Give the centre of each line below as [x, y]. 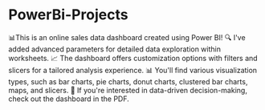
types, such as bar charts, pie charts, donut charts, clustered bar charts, [128, 81]
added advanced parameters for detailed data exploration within [114, 49]
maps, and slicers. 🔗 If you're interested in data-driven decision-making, [128, 90]
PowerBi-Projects [68, 15]
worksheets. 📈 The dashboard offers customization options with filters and [133, 58]
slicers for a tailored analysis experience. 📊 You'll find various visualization [133, 70]
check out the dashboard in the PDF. [69, 99]
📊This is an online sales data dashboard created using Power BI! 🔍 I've [127, 37]
